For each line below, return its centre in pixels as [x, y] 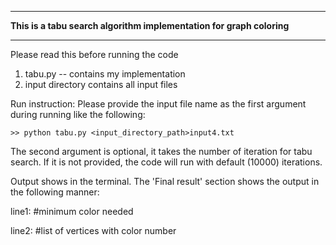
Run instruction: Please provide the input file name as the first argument [158, 104]
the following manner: [55, 192]
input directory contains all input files [101, 84]
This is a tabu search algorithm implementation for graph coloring [150, 25]
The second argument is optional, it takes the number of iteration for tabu [161, 151]
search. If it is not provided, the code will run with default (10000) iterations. [166, 162]
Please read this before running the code [94, 54]
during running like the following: [78, 114]
